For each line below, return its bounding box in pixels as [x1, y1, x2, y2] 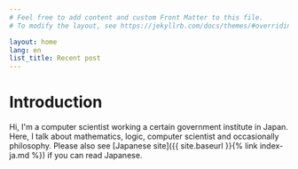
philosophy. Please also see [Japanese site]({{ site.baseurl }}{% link [9, 141, 259, 151]
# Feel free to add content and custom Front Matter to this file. [9, 12, 264, 22]
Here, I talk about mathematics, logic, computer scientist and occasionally [9, 131, 279, 142]
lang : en [9, 45, 42, 54]
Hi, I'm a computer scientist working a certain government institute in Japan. [9, 122, 288, 133]
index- [259, 141, 284, 151]
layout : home [9, 37, 58, 46]
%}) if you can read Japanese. [31, 150, 143, 161]
